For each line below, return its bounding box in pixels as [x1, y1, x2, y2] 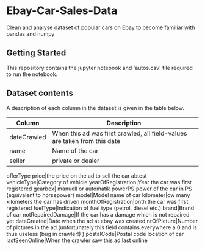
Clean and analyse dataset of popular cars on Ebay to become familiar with [6, 24, 195, 31]
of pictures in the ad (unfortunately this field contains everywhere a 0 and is [6, 223, 197, 231]
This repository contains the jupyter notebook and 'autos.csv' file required [6, 64, 193, 71]
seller [9, 156, 26, 165]
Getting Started [6, 48, 67, 58]
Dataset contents [6, 88, 73, 99]
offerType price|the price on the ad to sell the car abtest [6, 172, 148, 179]
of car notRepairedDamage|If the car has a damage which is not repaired [6, 210, 190, 218]
